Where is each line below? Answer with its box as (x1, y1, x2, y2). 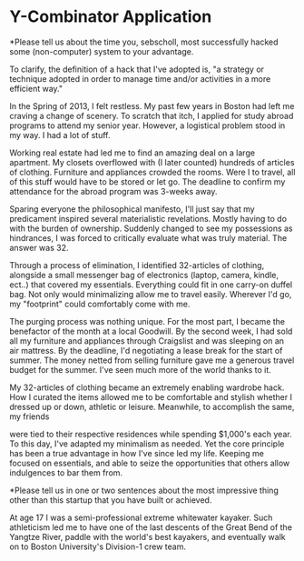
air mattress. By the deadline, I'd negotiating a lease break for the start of (9, 345, 283, 356)
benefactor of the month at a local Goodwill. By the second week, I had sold (9, 326, 293, 336)
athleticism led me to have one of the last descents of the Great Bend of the (9, 521, 293, 533)
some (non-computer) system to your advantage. (9, 45, 194, 56)
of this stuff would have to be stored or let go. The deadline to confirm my (9, 175, 286, 187)
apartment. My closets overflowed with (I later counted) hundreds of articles (9, 156, 295, 167)
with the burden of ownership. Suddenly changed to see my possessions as (9, 223, 293, 234)
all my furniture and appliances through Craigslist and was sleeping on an (9, 335, 284, 346)
